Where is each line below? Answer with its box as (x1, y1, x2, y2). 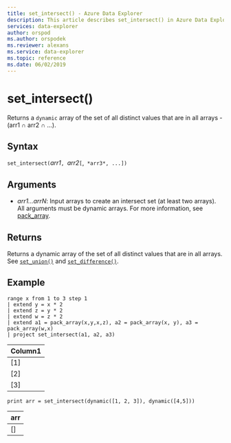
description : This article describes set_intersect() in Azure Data (7, 16, 208, 23)
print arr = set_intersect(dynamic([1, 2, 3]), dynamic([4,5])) (7, 398, 195, 405)
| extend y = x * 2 (7, 301, 63, 308)
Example (7, 277, 45, 288)
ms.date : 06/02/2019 (7, 61, 67, 68)
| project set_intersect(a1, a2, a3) (7, 331, 115, 338)
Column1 (10, 346, 41, 356)
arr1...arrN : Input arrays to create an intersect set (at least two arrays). (16, 197, 217, 205)
